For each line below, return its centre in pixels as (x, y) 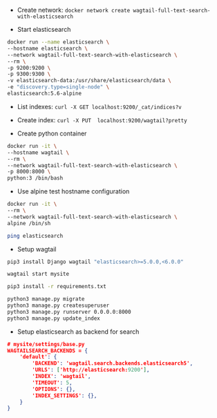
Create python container (52, 133)
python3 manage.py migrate (46, 299)
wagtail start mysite (38, 274)
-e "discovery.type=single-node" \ (58, 87)
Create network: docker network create (74, 10)
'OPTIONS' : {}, (54, 389)
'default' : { (38, 357)
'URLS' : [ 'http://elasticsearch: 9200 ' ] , (91, 370)
